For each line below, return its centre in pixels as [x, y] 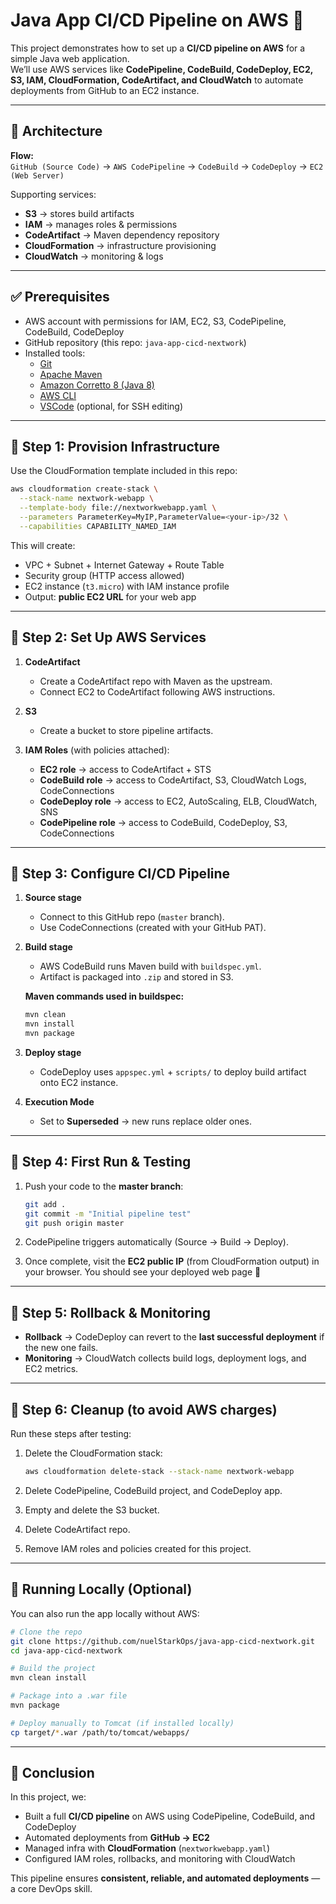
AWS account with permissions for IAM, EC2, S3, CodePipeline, [155, 321]
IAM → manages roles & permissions [101, 224]
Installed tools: [55, 353]
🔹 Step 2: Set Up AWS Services [108, 637]
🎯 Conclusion [52, 1773]
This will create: [43, 545]
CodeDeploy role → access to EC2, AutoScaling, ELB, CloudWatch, [178, 801]
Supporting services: [53, 194]
